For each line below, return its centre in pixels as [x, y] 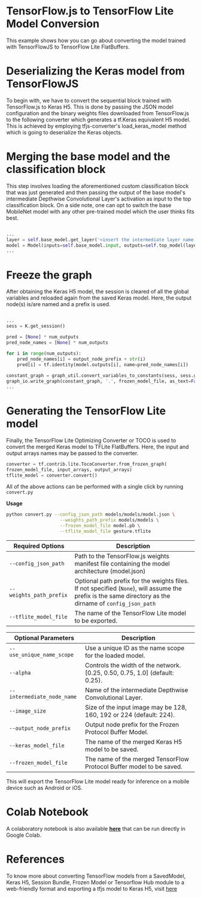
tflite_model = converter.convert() [52, 475]
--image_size [28, 711]
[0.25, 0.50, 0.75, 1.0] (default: [129, 672]
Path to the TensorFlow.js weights [122, 556]
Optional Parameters [44, 637]
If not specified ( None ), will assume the [128, 588]
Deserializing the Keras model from [96, 71]
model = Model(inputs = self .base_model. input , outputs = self [81, 245]
